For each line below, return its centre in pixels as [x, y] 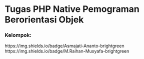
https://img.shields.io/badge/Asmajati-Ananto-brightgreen [64, 46]
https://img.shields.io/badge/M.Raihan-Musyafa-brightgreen [67, 51]
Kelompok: [18, 35]
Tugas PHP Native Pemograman [72, 9]
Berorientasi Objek [44, 20]
